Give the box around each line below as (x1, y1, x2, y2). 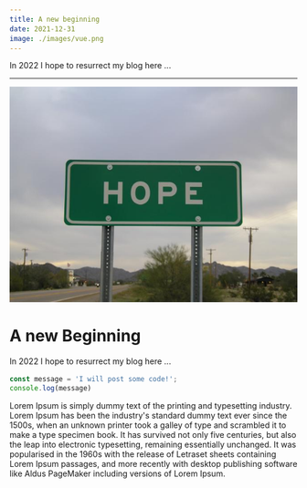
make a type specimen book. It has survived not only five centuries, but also (9, 430, 297, 441)
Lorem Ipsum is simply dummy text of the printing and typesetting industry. (9, 400, 292, 411)
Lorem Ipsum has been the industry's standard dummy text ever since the (9, 410, 288, 421)
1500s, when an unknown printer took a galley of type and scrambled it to (9, 420, 287, 431)
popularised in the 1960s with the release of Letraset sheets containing (9, 449, 277, 460)
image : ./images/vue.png (9, 34, 104, 43)
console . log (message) (9, 384, 92, 393)
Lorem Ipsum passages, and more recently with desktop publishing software (9, 459, 298, 470)
